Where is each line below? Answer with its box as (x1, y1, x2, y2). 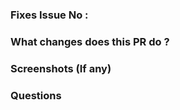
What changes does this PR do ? (10, 34, 170, 48)
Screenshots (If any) (10, 61, 112, 75)
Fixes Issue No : (10, 8, 89, 22)
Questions (10, 88, 62, 102)
